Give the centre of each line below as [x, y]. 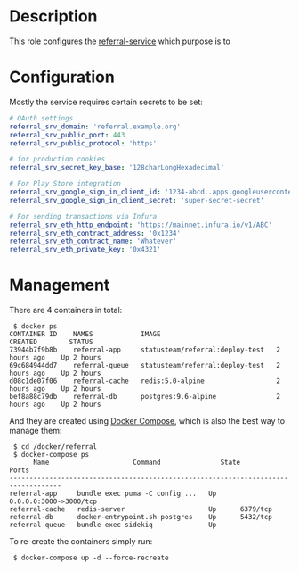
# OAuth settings [41, 118]
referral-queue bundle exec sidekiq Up [113, 525]
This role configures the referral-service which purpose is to [120, 41]
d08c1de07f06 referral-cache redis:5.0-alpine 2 [145, 381]
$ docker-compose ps [51, 455]
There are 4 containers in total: [66, 310]
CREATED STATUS [51, 342]
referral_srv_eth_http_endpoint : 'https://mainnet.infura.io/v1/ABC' [141, 225]
